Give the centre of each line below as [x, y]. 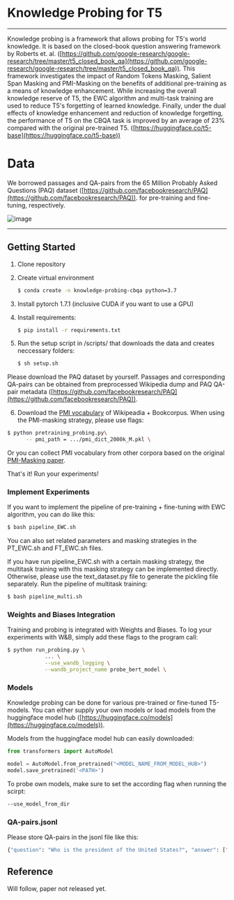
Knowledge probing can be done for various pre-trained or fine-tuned [107, 703]
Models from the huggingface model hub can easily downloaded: [101, 739]
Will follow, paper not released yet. [57, 888]
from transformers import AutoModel [60, 752]
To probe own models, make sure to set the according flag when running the [117, 783]
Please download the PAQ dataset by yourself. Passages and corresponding [116, 377]
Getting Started [41, 247]
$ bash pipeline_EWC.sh [42, 528]
